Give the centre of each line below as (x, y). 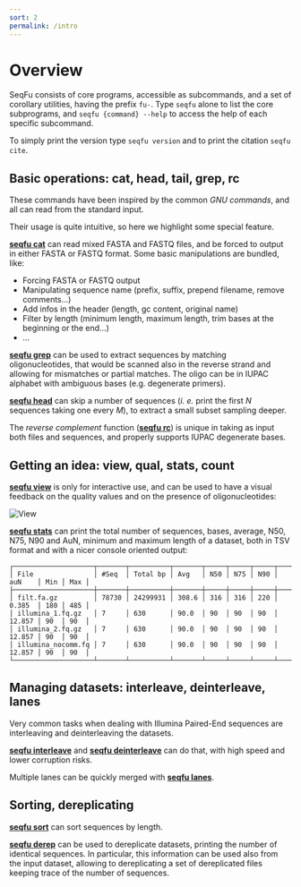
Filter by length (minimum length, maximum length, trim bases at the (148, 319)
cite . (19, 150)
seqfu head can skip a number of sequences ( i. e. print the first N (131, 401)
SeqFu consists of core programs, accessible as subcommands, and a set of (150, 95)
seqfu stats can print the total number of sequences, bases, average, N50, (148, 531)
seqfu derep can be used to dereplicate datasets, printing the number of (143, 844)
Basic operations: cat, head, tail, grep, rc (125, 179)
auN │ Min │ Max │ (50, 583)
